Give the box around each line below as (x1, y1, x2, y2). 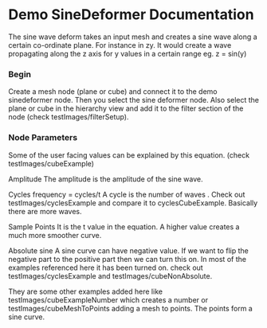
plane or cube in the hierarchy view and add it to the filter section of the (8, 103, 244, 113)
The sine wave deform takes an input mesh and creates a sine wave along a (8, 32, 257, 41)
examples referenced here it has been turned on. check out (8, 263, 203, 272)
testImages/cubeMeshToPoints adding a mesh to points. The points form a (8, 303, 253, 313)
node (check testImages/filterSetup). (8, 112, 129, 122)
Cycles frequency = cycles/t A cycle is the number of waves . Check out (8, 189, 245, 199)
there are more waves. (8, 206, 82, 216)
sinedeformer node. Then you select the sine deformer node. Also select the (8, 96, 260, 105)
